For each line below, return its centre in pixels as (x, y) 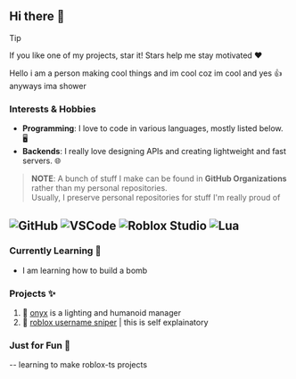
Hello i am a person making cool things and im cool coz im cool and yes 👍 (146, 73)
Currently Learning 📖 (55, 251)
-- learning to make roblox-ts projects (78, 365)
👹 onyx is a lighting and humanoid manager (101, 313)
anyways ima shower (48, 86)
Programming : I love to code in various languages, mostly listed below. (152, 128)
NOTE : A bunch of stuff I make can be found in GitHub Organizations (159, 178)
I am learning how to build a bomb (85, 270)
